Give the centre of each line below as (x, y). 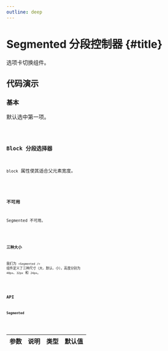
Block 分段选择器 (29, 148)
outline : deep (25, 12)
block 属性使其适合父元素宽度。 (41, 171)
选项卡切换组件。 (28, 62)
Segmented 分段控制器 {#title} (84, 44)
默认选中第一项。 (28, 117)
